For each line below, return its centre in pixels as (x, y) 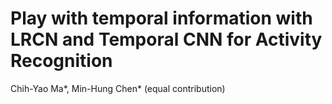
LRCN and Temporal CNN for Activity (166, 39)
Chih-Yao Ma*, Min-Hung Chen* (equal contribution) (118, 88)
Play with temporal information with (161, 18)
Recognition (61, 61)
